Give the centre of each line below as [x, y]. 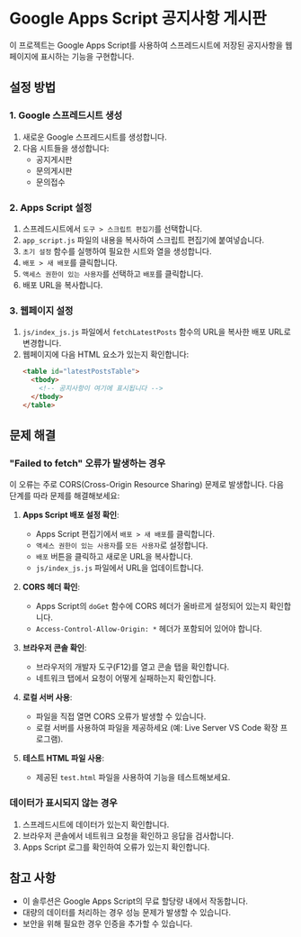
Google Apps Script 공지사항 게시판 [138, 18]
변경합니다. [42, 343]
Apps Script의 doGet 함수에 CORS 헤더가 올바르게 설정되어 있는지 [151, 606]
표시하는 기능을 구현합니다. [87, 56]
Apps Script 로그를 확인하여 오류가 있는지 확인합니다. [116, 847]
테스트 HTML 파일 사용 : [63, 759]
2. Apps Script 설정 [51, 207]
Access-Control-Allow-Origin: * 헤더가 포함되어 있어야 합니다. [149, 629]
